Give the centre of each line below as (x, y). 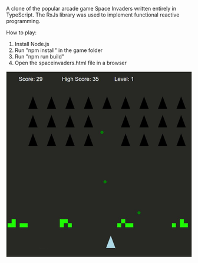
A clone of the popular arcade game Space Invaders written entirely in (91, 9)
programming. (23, 21)
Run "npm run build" (39, 56)
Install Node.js (32, 44)
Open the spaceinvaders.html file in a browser (71, 63)
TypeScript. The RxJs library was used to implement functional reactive (93, 15)
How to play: (22, 33)
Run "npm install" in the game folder (59, 50)
